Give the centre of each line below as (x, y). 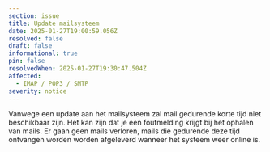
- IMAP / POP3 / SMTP (52, 83)
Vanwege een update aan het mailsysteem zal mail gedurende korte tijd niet (135, 114)
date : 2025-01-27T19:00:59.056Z (63, 31)
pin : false (27, 61)
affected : (25, 76)
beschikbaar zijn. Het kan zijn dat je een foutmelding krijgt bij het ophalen (131, 123)
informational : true (43, 53)
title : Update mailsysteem (54, 23)
